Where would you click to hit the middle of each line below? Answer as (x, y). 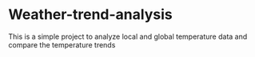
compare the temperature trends (62, 44)
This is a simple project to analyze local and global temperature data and (128, 36)
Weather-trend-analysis (91, 15)
